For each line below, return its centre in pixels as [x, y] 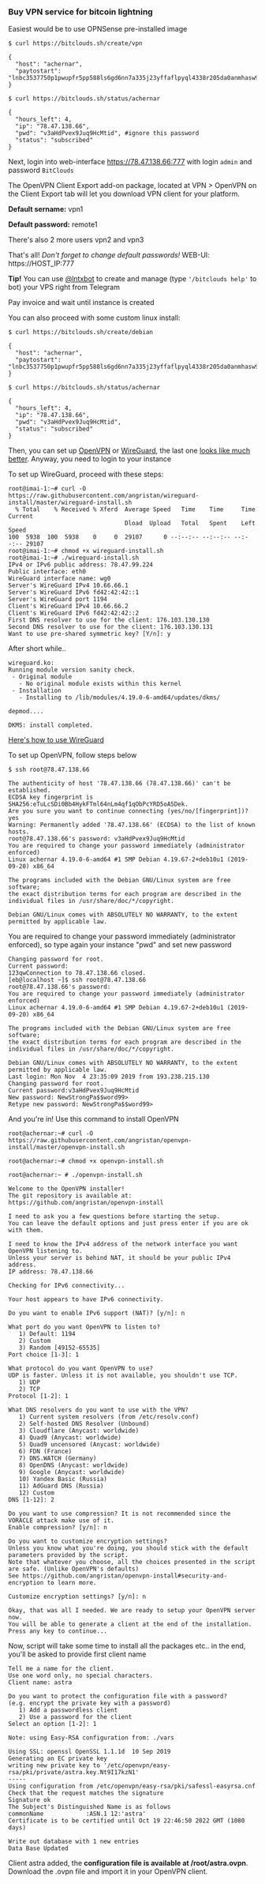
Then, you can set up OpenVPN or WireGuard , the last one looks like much [129, 451]
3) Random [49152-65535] [60, 1348]
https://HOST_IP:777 [41, 264]
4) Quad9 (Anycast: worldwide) [70, 1438]
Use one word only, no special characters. [81, 1676]
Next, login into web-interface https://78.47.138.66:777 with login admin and [130, 162]
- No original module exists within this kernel [100, 684]
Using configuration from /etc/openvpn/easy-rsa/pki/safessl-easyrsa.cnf [132, 1786]
